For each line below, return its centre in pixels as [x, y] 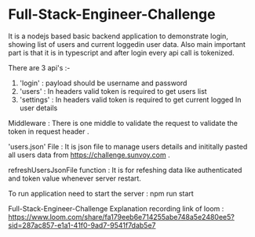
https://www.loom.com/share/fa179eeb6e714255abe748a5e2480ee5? [122, 217]
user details [38, 108]
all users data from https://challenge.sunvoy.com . [89, 155]
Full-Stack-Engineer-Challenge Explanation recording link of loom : [116, 208]
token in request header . [49, 131]
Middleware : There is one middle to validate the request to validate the [123, 123]
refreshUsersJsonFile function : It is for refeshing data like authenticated [125, 170]
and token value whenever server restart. [75, 178]
